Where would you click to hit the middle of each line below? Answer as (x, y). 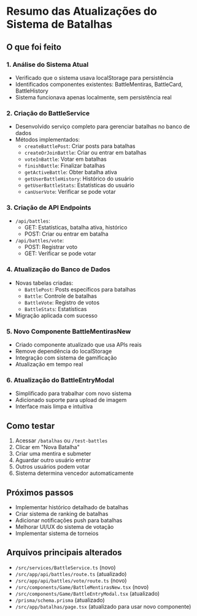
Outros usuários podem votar (52, 467)
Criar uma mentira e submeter (53, 454)
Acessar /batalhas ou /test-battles (61, 441)
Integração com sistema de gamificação (66, 358)
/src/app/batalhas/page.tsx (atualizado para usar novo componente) (103, 606)
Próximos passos (40, 492)
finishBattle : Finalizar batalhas (65, 166)
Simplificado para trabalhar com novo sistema (73, 393)
